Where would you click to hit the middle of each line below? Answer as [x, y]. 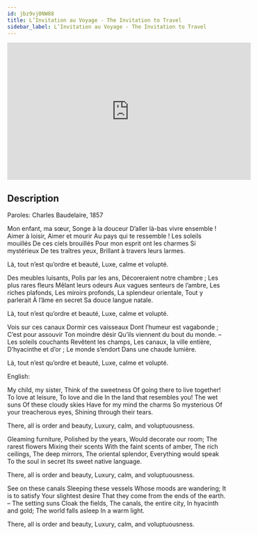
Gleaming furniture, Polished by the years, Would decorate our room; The [112, 439]
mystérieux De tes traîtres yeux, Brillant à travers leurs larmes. [96, 251]
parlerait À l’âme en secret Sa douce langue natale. [80, 300]
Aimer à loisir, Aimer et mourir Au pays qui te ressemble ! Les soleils [104, 236]
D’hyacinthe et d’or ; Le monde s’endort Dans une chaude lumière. [102, 349]
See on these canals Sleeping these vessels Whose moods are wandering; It [117, 488]
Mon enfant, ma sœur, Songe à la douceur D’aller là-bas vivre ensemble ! [112, 229]
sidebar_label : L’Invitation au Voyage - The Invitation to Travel [107, 27]
